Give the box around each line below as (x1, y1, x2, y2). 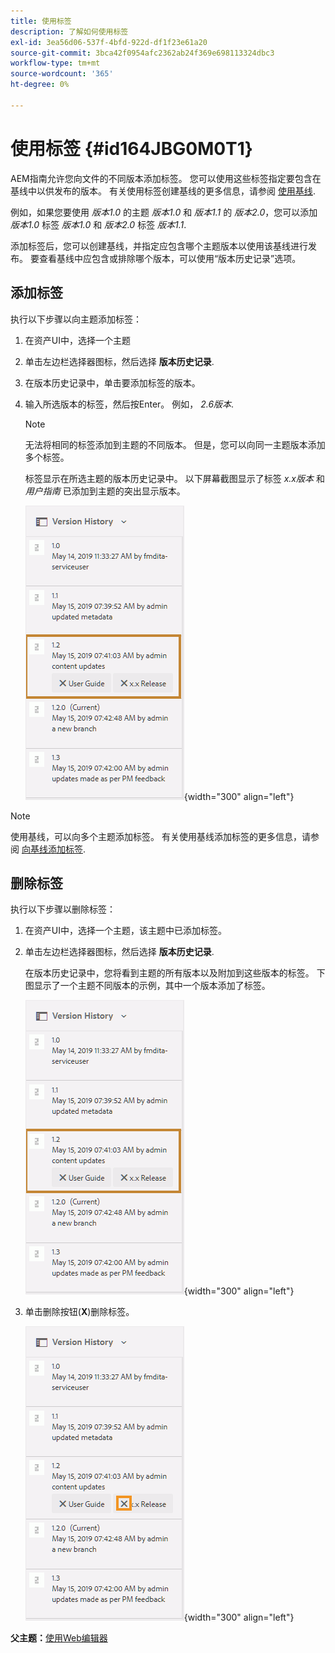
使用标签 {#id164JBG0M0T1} (10, 137, 253, 160)
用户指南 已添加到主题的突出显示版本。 (24, 485, 186, 497)
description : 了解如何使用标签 (10, 26, 129, 37)
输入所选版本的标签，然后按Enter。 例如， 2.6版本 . (24, 398, 235, 410)
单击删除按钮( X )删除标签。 (24, 1306, 135, 1318)
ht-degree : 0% (10, 80, 70, 90)
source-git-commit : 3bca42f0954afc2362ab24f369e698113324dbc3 (10, 48, 275, 58)
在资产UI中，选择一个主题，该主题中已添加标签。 (24, 925, 227, 937)
